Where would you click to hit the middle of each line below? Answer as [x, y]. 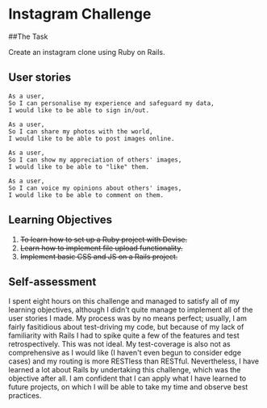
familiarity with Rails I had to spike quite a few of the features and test [124, 335]
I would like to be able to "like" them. [79, 166]
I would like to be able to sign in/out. [79, 110]
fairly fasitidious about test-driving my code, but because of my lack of [126, 327]
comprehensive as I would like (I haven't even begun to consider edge [125, 353]
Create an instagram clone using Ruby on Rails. [87, 52]
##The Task [28, 36]
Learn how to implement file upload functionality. [101, 248]
